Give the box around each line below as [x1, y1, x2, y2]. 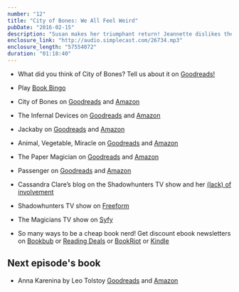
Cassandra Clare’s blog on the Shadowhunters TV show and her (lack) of [17, 179, 232, 189]
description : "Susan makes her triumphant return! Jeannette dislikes [7, 30, 221, 38]
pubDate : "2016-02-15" [7, 24, 75, 31]
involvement [17, 187, 54, 196]
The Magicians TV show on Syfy [17, 215, 114, 224]
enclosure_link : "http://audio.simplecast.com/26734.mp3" [7, 37, 183, 44]
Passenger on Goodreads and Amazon [17, 166, 132, 174]
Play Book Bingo [17, 83, 66, 92]
